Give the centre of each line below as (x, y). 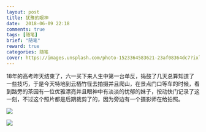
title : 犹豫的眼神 (28, 18)
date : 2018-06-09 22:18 (38, 23)
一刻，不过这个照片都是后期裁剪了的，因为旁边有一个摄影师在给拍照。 (95, 99)
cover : (15, 58)
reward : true (23, 47)
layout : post (23, 12)
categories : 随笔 (28, 52)
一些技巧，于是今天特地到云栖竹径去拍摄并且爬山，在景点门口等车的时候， (100, 83)
